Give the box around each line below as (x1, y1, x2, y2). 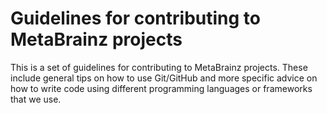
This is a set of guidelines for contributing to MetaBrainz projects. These (10, 61, 308, 73)
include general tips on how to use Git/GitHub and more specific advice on (10, 72, 318, 84)
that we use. (10, 93, 62, 105)
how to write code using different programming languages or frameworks (10, 82, 313, 94)
